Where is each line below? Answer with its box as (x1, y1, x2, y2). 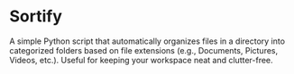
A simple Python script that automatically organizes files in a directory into (9, 36, 286, 46)
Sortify (9, 6, 63, 27)
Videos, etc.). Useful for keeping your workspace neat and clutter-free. (9, 54, 273, 65)
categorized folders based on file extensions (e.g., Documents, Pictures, (9, 45, 278, 55)
